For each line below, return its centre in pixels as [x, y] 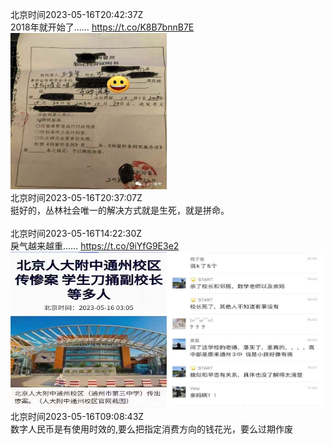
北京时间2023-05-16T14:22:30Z [76, 233]
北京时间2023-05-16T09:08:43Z [77, 416]
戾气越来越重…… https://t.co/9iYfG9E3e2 [95, 246]
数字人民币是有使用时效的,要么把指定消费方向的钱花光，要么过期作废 [152, 429]
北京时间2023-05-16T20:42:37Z [77, 14]
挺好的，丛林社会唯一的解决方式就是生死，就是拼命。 [120, 210]
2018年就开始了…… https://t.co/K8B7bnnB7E [102, 27]
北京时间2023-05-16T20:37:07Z [76, 197]
